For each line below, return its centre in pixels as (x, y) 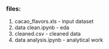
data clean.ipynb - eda (42, 27)
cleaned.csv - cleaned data (47, 34)
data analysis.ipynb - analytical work (59, 40)
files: (13, 9)
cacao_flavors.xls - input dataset (54, 22)
